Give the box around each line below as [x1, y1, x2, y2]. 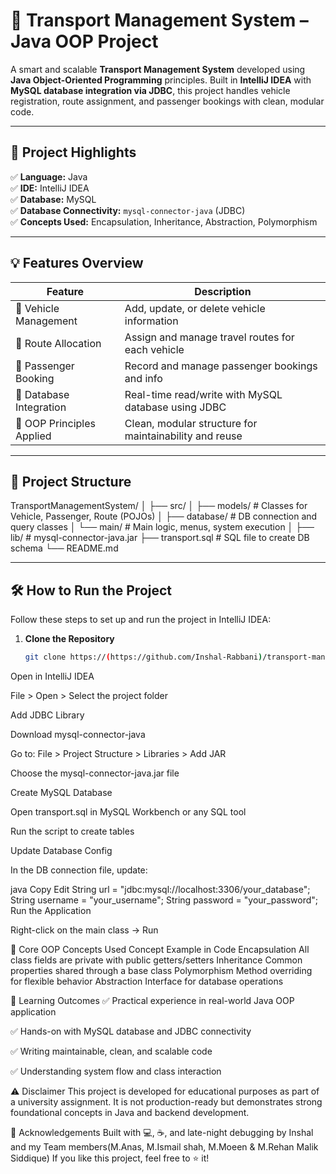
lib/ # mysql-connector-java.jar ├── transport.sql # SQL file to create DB [10, 532, 310, 544]
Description [194, 284, 252, 298]
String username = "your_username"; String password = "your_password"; [10, 894, 319, 906]
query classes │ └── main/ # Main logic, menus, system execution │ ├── [10, 521, 315, 533]
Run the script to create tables [10, 825, 135, 838]
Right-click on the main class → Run [10, 924, 159, 936]
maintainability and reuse [124, 429, 243, 443]
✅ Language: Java [10, 170, 88, 183]
